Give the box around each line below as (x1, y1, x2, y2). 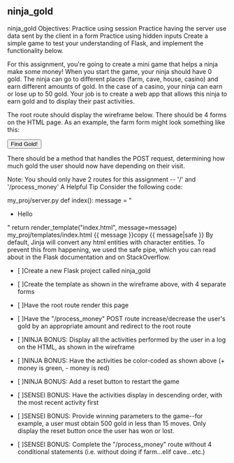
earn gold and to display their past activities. (7, 97, 135, 105)
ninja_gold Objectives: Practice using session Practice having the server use (7, 24, 227, 32)
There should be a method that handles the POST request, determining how (7, 154, 226, 163)
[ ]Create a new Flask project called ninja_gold (17, 266, 151, 274)
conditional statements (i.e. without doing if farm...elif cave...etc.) (17, 447, 205, 456)
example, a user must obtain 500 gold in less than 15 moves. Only (17, 419, 207, 427)
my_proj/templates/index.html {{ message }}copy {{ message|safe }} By (7, 230, 214, 239)
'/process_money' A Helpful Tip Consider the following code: (7, 182, 183, 191)
